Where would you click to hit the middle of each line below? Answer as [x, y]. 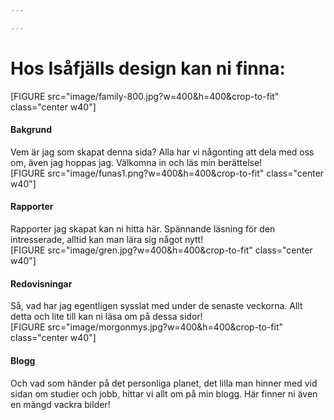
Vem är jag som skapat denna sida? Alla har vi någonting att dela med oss [162, 152]
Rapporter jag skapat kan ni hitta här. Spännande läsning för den [143, 229]
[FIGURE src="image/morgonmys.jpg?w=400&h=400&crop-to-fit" [146, 327]
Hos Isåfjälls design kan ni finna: [148, 68]
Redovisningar [41, 283]
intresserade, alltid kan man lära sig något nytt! [107, 240]
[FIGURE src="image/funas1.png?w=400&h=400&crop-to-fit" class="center [167, 173]
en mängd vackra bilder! [60, 404]
